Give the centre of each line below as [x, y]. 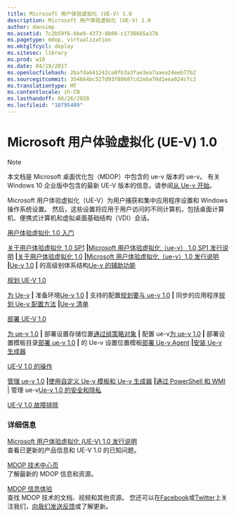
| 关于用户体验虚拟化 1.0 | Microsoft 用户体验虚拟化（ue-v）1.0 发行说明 [117, 256]
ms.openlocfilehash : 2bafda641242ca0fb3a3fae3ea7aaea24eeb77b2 [102, 72]
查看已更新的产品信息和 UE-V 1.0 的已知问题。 [74, 450]
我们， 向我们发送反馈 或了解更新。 [63, 506]
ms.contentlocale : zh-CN [44, 92]
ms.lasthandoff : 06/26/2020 [48, 99]
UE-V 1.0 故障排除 [33, 405]
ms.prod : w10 [26, 60]
